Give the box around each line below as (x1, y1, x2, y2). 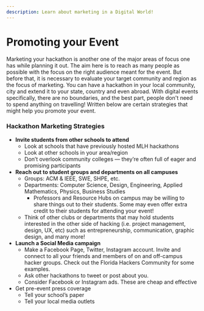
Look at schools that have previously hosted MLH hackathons (24, 142, 180, 150)
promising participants (24, 162, 81, 169)
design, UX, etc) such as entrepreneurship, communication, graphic (24, 226, 195, 234)
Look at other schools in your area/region (24, 149, 128, 156)
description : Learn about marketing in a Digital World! (6, 9, 154, 15)
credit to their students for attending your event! (33, 207, 154, 214)
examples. (24, 265, 51, 273)
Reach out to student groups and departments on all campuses (15, 168, 178, 175)
